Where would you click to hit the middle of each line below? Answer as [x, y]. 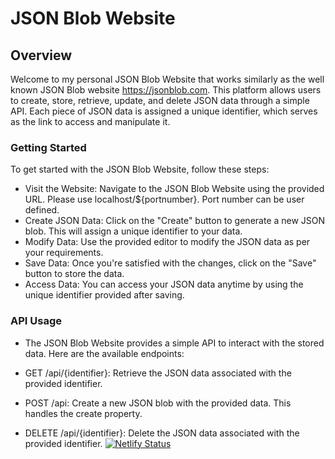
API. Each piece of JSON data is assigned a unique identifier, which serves [164, 111]
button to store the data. [74, 274]
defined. [42, 210]
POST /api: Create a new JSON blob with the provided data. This [158, 403]
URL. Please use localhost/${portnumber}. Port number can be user [164, 199]
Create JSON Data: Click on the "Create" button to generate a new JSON [175, 221]
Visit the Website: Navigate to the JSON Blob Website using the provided [174, 189]
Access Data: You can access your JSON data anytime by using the [164, 284]
